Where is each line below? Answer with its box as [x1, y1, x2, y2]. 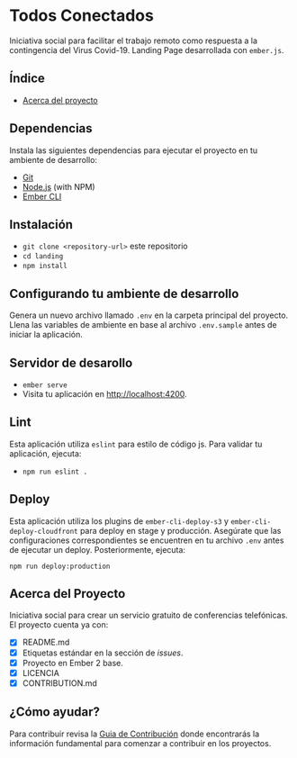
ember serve [22, 381, 67, 390]
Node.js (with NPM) [22, 181, 96, 192]
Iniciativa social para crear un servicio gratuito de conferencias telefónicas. [9, 609, 288, 621]
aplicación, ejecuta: [9, 447, 82, 459]
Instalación [9, 217, 74, 232]
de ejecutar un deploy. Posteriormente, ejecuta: [9, 544, 186, 555]
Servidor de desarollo [9, 355, 133, 370]
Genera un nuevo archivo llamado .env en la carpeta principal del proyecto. [9, 310, 289, 320]
